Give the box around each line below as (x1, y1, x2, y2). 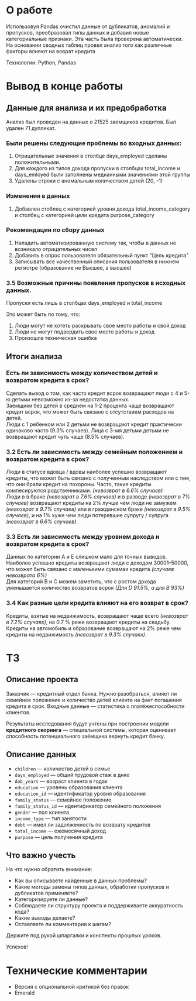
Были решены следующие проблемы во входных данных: (6, 139, 182, 147)
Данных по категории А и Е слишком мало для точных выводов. (6, 553, 167, 560)
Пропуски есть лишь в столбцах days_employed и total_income (6, 300, 163, 307)
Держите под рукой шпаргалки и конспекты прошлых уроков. (6, 932, 162, 939)
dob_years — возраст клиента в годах (14, 778, 108, 785)
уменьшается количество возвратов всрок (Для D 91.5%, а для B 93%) (6, 584, 184, 591)
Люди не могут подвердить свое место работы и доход (14, 328, 155, 335)
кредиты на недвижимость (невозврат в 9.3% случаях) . (6, 631, 147, 638)
